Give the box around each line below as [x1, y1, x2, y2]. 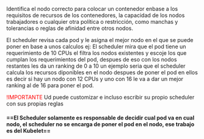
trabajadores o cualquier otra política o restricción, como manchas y [6, 18, 178, 25]
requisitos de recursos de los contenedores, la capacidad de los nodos [6, 12, 185, 19]
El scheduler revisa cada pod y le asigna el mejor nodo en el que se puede [6, 37, 194, 43]
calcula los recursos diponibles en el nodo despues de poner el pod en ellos [6, 69, 199, 76]
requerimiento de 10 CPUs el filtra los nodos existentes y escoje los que [6, 49, 187, 57]
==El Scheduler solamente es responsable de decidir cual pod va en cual [6, 114, 195, 121]
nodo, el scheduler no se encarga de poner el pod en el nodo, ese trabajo [6, 120, 194, 127]
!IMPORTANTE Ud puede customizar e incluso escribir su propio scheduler [6, 94, 195, 101]
